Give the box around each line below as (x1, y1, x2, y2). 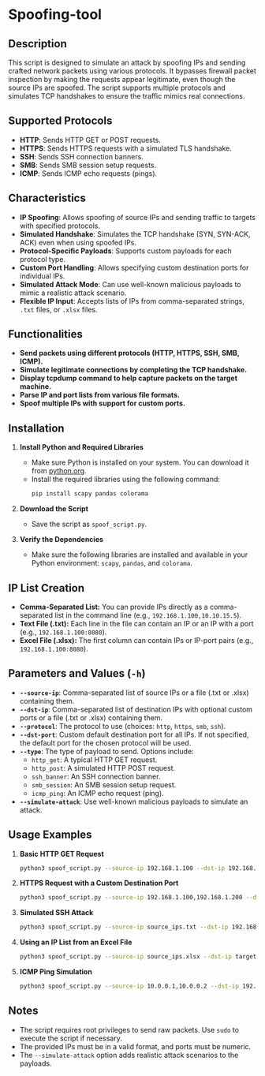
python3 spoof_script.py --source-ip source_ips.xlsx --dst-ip (19, 953, 233, 961)
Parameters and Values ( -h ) (8, 667, 146, 680)
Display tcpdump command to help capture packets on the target (19, 373, 238, 383)
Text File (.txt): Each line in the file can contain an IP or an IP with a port (19, 618, 254, 628)
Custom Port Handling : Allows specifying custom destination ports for (19, 263, 249, 272)
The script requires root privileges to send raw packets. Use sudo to (19, 1025, 239, 1034)
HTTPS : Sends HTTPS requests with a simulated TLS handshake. (19, 144, 233, 153)
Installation (8, 421, 65, 435)
